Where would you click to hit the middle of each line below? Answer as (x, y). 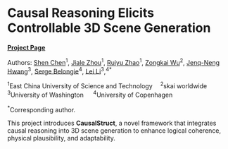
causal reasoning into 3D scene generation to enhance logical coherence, (114, 131)
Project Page (26, 47)
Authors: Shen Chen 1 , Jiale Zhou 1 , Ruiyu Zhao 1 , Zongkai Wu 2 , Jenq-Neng (114, 61)
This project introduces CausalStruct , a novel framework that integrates (112, 123)
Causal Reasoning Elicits (81, 13)
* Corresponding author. (42, 109)
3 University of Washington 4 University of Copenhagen (90, 94)
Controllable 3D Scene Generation (109, 28)
